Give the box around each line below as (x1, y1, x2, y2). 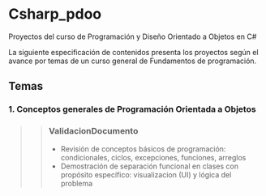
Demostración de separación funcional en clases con (60, 161, 239, 171)
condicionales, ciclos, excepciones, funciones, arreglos (60, 152, 247, 162)
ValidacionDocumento (48, 126, 139, 137)
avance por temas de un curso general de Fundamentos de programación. (8, 56, 257, 66)
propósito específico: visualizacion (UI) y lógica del (60, 169, 232, 179)
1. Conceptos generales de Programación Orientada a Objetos (8, 104, 257, 115)
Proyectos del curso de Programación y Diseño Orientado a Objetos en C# (8, 32, 257, 41)
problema (60, 178, 93, 188)
